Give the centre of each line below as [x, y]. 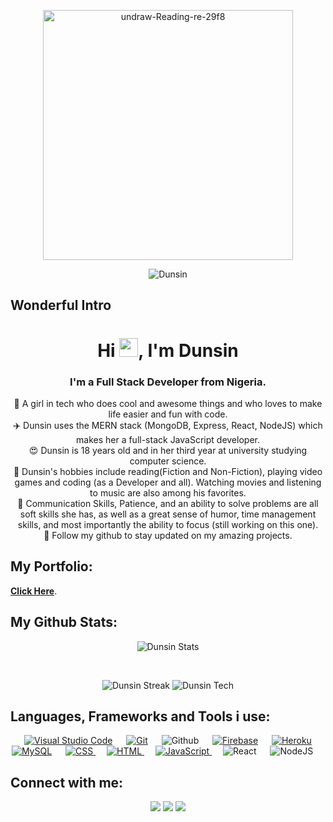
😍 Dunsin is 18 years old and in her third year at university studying [168, 450]
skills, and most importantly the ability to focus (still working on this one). [168, 524]
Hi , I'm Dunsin [168, 350]
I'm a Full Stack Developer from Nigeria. [168, 382]
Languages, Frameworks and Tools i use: [140, 716]
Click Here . [34, 591]
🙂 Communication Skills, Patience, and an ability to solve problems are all [168, 503]
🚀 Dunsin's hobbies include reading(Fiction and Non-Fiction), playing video [168, 471]
